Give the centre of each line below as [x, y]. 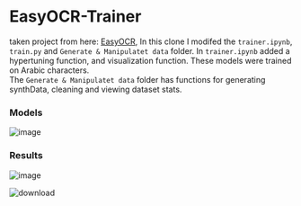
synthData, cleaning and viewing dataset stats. [96, 89]
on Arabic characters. [49, 70]
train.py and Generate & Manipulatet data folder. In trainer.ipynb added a [150, 50]
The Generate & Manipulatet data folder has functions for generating [137, 79]
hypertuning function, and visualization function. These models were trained [150, 60]
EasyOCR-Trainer [75, 17]
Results [26, 156]
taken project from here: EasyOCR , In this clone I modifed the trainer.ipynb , [151, 41]
